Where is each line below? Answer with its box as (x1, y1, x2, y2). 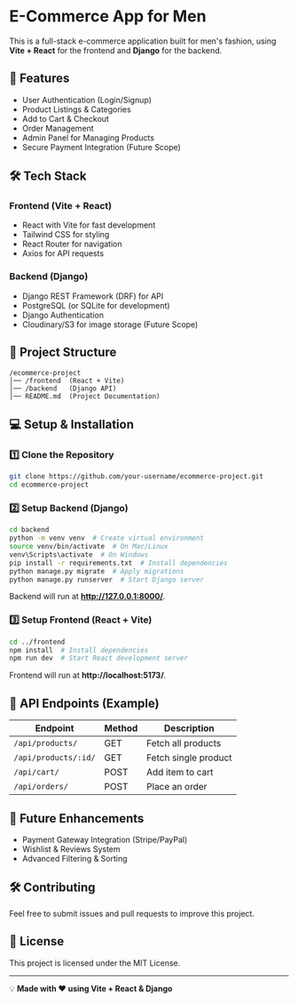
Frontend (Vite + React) (9, 200, 113, 213)
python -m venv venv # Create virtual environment (9, 534, 204, 543)
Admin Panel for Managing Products (21, 132, 155, 143)
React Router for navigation (21, 238, 122, 250)
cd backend (9, 526, 50, 534)
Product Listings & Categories (21, 104, 131, 115)
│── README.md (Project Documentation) (9, 391, 161, 401)
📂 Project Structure (9, 345, 117, 360)
